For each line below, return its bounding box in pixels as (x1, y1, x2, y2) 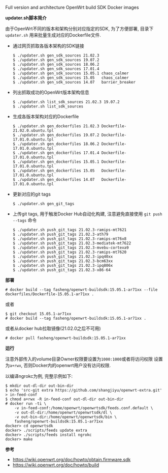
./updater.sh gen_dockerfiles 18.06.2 (17, 142, 99, 147)
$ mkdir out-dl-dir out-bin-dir (5, 383, 74, 388)
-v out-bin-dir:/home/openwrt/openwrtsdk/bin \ (14, 414, 117, 420)
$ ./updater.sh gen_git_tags (12, 201, 75, 206)
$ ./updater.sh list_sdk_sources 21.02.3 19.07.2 (12, 99, 120, 104)
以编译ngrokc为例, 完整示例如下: (5, 373, 73, 379)
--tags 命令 (12, 217, 37, 223)
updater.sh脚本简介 (5, 15, 47, 21)
